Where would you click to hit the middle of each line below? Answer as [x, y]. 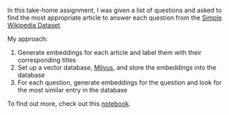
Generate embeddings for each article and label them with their [110, 53]
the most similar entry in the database [73, 90]
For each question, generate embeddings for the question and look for [119, 83]
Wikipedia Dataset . [35, 25]
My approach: [27, 39]
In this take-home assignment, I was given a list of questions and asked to [114, 10]
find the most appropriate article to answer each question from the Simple [114, 18]
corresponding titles [47, 60]
